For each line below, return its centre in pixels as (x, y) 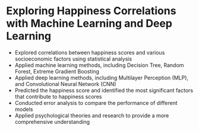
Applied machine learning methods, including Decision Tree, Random (99, 65)
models (24, 109)
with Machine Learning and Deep (89, 23)
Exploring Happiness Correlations (91, 11)
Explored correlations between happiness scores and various (90, 52)
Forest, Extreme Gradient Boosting (57, 71)
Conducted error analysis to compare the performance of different (96, 103)
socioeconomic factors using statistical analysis (73, 59)
